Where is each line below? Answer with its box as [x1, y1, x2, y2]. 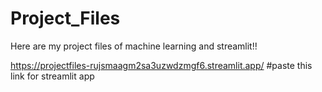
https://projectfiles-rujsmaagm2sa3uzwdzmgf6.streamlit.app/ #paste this [10, 59, 313, 71]
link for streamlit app [10, 70, 95, 82]
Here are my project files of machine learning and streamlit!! [10, 40, 258, 52]
